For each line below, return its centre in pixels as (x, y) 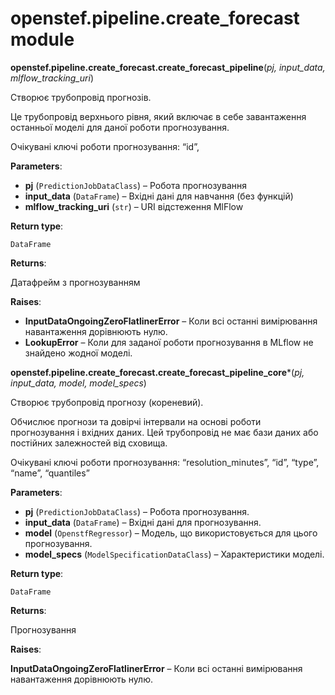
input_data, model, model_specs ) (78, 383)
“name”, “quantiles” (50, 473)
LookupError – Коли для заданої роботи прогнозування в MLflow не (169, 342)
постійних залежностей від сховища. (89, 443)
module (42, 39)
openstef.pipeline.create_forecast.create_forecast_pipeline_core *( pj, (157, 372)
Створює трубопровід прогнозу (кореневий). (107, 402)
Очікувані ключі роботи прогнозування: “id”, (105, 146)
